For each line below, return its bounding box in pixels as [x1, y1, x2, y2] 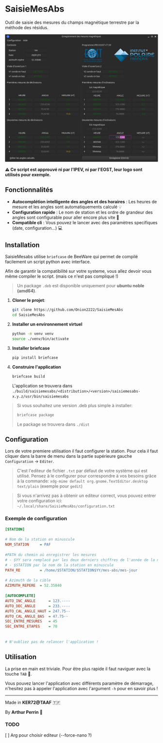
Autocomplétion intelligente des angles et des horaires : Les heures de [12, 198, 157, 204]
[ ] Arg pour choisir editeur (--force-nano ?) [5, 732, 92, 738]
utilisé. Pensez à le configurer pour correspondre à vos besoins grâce [16, 473, 157, 479]
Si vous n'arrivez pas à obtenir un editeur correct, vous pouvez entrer [16, 493, 156, 498]
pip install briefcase [12, 355, 58, 360]
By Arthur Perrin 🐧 [5, 709, 43, 715]
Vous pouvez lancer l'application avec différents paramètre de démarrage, [5, 680, 154, 686]
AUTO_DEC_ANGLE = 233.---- [5, 603, 70, 609]
